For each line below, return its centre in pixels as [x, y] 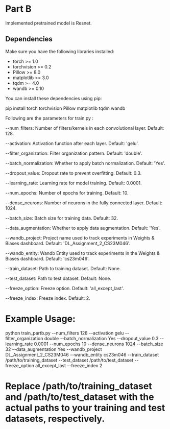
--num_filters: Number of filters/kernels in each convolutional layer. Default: [85, 128]
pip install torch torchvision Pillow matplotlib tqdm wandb [65, 108]
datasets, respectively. [55, 419]
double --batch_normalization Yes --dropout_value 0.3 [101, 338]
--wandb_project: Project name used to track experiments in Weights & [80, 237]
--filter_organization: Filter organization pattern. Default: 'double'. [74, 153]
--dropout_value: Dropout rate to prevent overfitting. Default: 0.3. [74, 173]
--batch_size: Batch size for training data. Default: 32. [62, 218]
